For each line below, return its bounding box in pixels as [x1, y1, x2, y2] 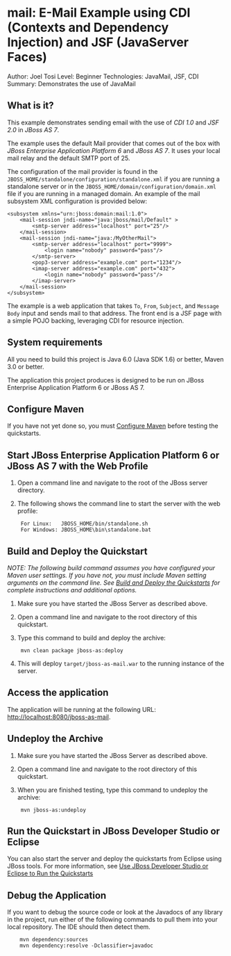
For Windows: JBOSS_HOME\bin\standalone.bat [20, 526, 151, 533]
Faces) [7, 49, 47, 65]
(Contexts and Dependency [7, 19, 169, 35]
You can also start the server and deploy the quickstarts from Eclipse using [7, 854, 222, 863]
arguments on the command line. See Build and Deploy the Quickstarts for [7, 578, 221, 587]
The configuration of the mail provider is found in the [7, 167, 158, 175]
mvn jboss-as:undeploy [20, 807, 87, 813]
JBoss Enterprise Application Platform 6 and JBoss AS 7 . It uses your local [7, 146, 221, 154]
